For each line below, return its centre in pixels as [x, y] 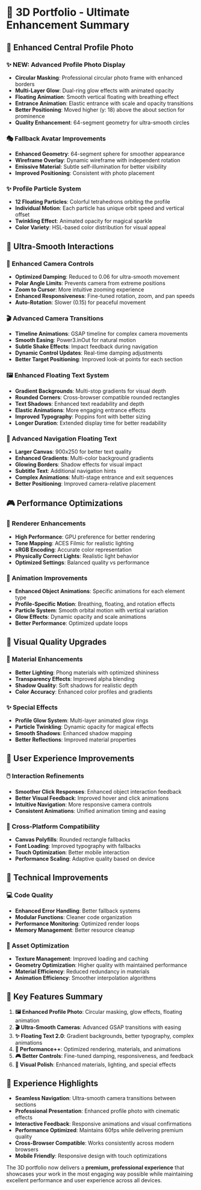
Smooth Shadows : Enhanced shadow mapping [73, 733]
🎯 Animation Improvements [47, 578]
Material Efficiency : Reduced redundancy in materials [82, 971]
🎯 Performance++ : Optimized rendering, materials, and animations [98, 1049]
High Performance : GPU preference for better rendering [85, 537]
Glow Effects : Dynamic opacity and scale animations [80, 617]
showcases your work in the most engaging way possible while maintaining [100, 1174]
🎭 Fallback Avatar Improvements [56, 138]
